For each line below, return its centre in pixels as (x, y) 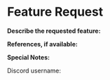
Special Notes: (29, 57)
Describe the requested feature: (54, 31)
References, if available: (42, 44)
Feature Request (55, 12)
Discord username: (34, 70)
